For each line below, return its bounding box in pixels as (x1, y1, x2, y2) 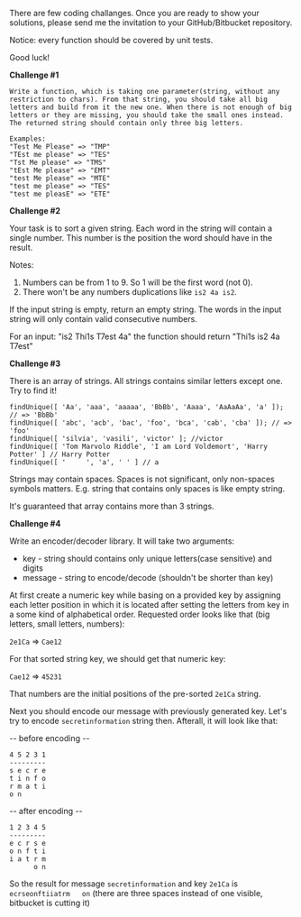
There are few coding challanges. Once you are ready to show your (9, 8, 260, 18)
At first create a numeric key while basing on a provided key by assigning (9, 590, 281, 601)
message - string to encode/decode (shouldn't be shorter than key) (22, 573, 274, 582)
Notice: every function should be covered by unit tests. (9, 35, 214, 45)
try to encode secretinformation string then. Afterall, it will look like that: (9, 716, 278, 726)
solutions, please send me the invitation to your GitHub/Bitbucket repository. (9, 17, 293, 28)
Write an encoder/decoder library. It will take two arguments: (9, 536, 235, 546)
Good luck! (9, 52, 50, 62)
